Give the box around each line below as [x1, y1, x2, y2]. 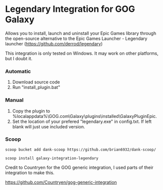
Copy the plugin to [12, 108, 51, 114]
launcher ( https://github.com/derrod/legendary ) [5, 40, 103, 46]
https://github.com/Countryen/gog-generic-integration [5, 179, 117, 185]
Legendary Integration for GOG [5, 3, 135, 15]
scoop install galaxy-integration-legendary [5, 155, 99, 161]
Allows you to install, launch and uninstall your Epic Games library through [5, 30, 157, 36]
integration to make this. [5, 169, 54, 176]
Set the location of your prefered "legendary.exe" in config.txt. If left [12, 118, 152, 124]
